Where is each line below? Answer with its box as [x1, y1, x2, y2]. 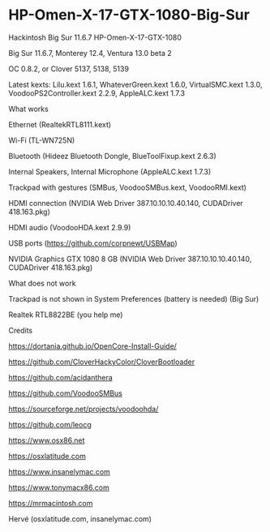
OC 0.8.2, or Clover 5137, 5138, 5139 [8, 63, 130, 74]
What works [8, 104, 49, 114]
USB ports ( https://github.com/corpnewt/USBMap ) [8, 238, 178, 248]
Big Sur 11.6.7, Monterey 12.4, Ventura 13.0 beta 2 [8, 48, 172, 58]
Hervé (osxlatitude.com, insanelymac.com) [8, 513, 152, 524]
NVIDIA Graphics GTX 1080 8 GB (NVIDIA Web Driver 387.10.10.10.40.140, [8, 254, 252, 264]
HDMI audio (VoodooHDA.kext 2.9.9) [8, 222, 131, 232]
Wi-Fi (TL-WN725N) [8, 135, 75, 145]
